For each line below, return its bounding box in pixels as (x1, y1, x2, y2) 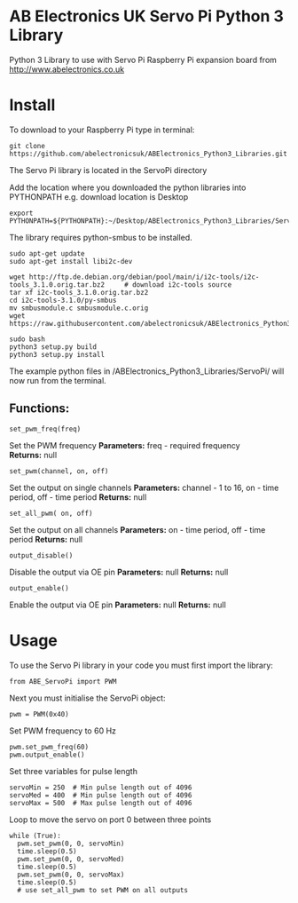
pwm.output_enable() (9, 750, 86, 759)
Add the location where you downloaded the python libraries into (9, 182, 247, 193)
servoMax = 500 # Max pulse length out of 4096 (9, 798, 192, 807)
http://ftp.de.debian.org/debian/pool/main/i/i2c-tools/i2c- (28, 273, 260, 281)
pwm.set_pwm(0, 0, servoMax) (17, 870, 125, 879)
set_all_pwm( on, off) (9, 509, 93, 518)
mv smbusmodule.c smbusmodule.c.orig (9, 304, 149, 313)
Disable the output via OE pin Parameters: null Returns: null (9, 566, 229, 577)
